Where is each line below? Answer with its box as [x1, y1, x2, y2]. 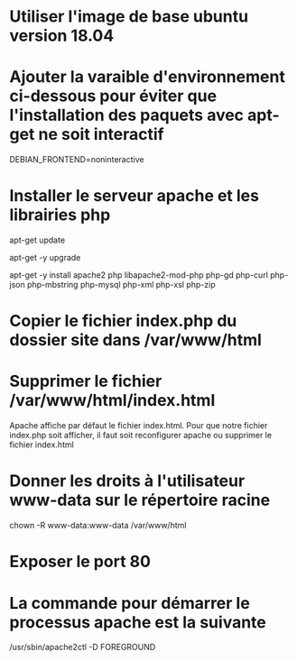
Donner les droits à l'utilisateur [9, 471, 246, 491]
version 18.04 [9, 25, 115, 46]
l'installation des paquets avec [9, 106, 245, 125]
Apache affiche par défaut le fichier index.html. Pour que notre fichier [9, 420, 268, 431]
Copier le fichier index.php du [9, 311, 237, 331]
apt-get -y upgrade [9, 252, 81, 263]
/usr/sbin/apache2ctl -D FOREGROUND [9, 642, 156, 653]
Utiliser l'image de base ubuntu [9, 6, 249, 27]
